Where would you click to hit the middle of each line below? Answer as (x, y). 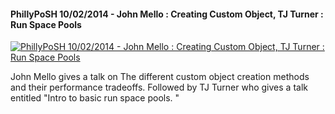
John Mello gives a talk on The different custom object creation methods (160, 77)
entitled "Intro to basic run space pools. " (95, 98)
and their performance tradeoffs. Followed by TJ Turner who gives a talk (159, 87)
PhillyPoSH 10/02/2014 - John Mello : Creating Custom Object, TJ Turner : (167, 14)
